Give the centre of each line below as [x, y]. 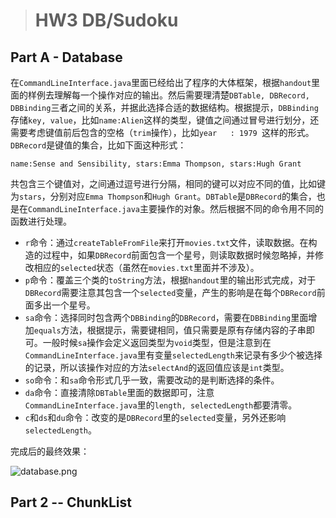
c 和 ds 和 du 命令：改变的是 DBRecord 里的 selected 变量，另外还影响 [155, 417]
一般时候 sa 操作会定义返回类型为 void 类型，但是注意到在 [157, 342]
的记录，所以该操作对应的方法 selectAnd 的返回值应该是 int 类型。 [157, 367]
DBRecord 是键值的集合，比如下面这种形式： [98, 145]
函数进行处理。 [41, 221]
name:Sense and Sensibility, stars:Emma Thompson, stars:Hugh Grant [156, 164]
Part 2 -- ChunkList [71, 502]
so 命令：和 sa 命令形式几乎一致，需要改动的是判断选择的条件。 [152, 380]
